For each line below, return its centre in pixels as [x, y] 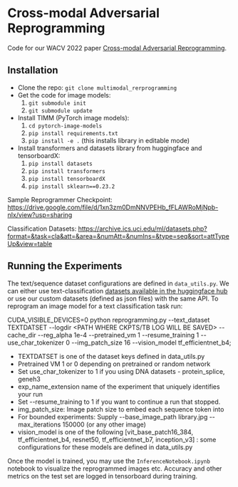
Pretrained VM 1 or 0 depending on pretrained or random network [114, 364]
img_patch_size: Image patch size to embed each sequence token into [121, 409]
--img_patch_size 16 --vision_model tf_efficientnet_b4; [151, 342]
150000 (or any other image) [104, 424]
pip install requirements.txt [73, 133]
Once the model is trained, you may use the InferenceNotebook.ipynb [109, 461]
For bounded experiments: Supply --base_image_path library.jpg [113, 417]
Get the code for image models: [64, 95]
